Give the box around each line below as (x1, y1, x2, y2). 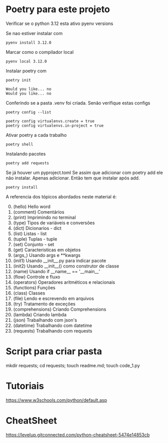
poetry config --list (6, 109, 52, 115)
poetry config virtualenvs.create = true (6, 119, 95, 124)
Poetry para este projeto (6, 4, 111, 15)
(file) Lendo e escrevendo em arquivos (13, 295, 94, 301)
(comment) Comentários (13, 209, 65, 215)
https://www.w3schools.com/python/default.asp (6, 397, 107, 403)
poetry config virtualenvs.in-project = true (6, 123, 104, 128)
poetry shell (6, 141, 33, 147)
